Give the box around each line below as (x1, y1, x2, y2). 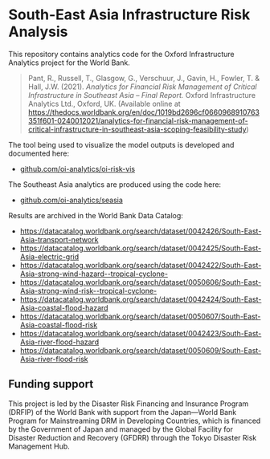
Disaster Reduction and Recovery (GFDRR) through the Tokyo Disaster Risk (8, 433, 257, 442)
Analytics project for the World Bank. (8, 58, 130, 67)
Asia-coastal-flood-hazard (19, 303, 108, 312)
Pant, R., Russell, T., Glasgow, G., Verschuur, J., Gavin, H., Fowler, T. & (27, 73, 260, 83)
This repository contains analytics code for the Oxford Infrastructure (8, 49, 235, 59)
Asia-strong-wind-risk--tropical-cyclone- (19, 286, 157, 295)
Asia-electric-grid (19, 251, 80, 262)
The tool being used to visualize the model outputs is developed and (8, 140, 235, 149)
